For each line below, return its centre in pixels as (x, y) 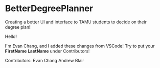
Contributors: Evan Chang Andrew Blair (45, 60)
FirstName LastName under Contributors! (47, 51)
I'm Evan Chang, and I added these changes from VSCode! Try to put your (80, 46)
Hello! (11, 36)
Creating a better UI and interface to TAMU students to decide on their (76, 22)
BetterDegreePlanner (49, 8)
